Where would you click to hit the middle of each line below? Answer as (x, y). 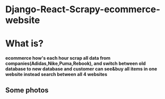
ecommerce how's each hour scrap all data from (58, 58)
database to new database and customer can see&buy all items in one (81, 69)
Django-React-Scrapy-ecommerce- (83, 9)
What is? (24, 44)
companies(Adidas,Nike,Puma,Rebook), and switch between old (76, 63)
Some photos (27, 90)
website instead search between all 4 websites (56, 74)
